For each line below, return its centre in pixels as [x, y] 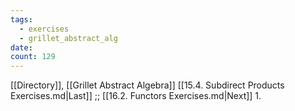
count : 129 [33, 57]
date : [21, 47]
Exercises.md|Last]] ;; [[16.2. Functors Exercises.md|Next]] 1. [136, 96]
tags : [21, 19]
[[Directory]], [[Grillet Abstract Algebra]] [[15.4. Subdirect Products [147, 85]
